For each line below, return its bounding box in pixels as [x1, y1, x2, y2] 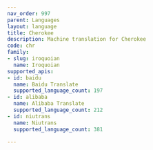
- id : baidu [7, 74, 41, 82]
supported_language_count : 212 [13, 106, 103, 113]
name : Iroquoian [13, 62, 60, 68]
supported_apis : [7, 68, 54, 75]
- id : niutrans [7, 113, 51, 120]
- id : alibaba [7, 94, 48, 101]
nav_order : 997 [7, 10, 51, 17]
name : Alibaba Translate [13, 100, 85, 107]
